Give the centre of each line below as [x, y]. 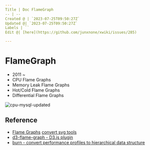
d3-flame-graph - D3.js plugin [43, 137]
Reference [21, 120]
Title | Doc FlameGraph [29, 10]
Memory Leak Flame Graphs [41, 85]
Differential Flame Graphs [38, 95]
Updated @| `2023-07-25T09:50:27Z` [41, 23]
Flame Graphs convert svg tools [44, 132]
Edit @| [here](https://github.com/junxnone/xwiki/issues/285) [71, 32]
